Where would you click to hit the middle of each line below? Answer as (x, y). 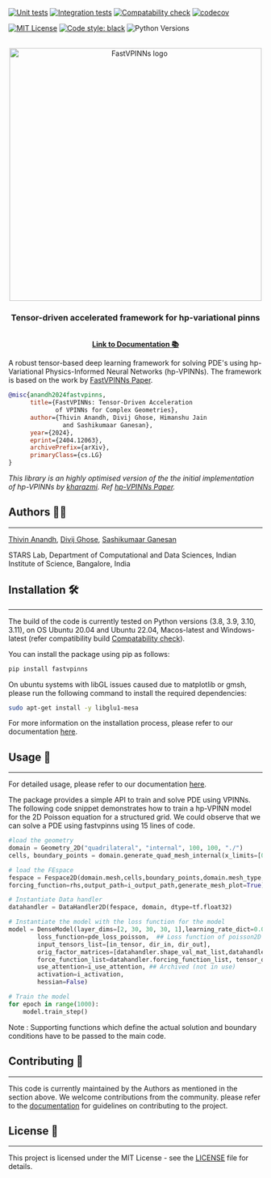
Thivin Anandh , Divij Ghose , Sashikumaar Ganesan (93, 539)
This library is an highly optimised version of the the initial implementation (131, 478)
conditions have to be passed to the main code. (88, 1036)
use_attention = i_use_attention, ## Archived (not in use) (137, 967)
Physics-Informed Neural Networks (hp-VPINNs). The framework (154, 371)
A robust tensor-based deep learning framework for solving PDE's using (128, 363)
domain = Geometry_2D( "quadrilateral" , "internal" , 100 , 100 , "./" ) (126, 848)
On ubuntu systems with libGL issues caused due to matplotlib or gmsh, (128, 684)
